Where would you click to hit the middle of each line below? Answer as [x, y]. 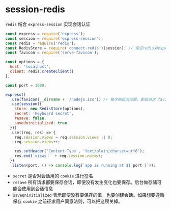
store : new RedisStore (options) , [50, 109]
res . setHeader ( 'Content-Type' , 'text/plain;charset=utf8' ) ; [79, 151]
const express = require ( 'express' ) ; [45, 34]
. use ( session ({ [26, 104]
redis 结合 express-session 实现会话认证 [48, 24]
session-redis [35, 9]
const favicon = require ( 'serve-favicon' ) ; [52, 53]
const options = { [25, 62]
